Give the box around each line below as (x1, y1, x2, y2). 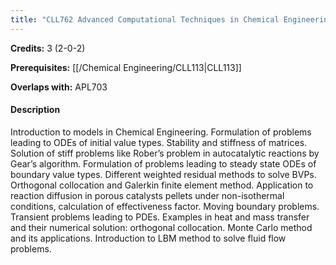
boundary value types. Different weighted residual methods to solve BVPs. (10, 168, 317, 180)
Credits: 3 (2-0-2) (10, 42, 86, 54)
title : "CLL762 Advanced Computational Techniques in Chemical (10, 14, 280, 25)
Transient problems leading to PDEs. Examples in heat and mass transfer (10, 211, 310, 223)
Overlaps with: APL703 (10, 81, 108, 93)
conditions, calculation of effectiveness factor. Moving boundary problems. (10, 200, 320, 212)
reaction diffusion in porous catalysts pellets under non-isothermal (10, 189, 285, 201)
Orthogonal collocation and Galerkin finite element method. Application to (10, 179, 314, 191)
